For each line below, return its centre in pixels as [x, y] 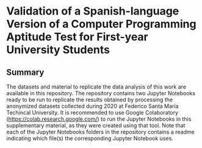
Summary [25, 72]
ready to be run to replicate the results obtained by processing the [89, 99]
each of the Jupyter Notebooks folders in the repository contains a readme [100, 132]
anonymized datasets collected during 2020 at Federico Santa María [92, 106]
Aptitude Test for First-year [77, 37]
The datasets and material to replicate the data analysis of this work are [96, 87]
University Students [58, 50]
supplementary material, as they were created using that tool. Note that [96, 125]
